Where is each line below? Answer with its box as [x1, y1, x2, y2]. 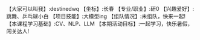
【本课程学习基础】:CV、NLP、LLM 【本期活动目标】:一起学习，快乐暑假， [6, 20, 193, 27]
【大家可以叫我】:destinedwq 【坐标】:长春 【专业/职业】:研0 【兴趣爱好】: [6, 5, 195, 12]
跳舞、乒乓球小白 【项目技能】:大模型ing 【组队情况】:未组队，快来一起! [6, 13, 186, 20]
